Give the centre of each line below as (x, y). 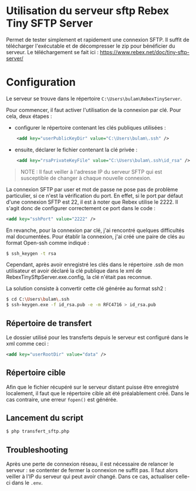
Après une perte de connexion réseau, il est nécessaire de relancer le (90, 464)
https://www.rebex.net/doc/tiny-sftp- (144, 52)
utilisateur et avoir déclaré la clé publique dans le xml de (74, 271)
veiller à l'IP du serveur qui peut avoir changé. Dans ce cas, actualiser (90, 477)
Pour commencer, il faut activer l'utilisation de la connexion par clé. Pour (94, 110)
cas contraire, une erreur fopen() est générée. (62, 399)
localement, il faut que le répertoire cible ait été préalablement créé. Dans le (98, 393)
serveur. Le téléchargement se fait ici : (52, 52)
